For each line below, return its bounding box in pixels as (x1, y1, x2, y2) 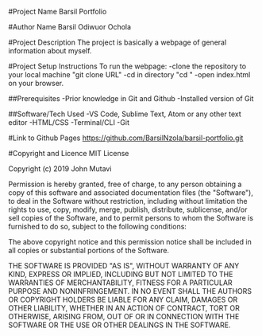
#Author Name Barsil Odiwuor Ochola (8, 22, 132, 31)
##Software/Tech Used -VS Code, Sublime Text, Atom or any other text (8, 109, 241, 119)
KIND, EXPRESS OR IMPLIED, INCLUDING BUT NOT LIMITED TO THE (8, 270, 233, 279)
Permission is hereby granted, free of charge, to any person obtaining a (8, 179, 242, 189)
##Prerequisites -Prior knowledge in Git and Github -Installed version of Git (8, 94, 254, 103)
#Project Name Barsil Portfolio (8, 7, 107, 16)
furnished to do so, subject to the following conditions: (8, 222, 187, 231)
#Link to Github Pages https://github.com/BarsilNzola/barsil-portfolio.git (8, 133, 244, 143)
